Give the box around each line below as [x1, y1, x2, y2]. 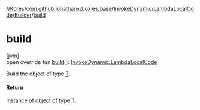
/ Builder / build [12, 11, 46, 19]
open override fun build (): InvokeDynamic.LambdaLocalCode [6, 58, 157, 65]
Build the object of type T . [6, 70, 71, 77]
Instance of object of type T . [6, 97, 77, 104]
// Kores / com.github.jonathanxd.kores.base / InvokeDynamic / [6, 5, 154, 12]
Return [6, 84, 24, 91]
